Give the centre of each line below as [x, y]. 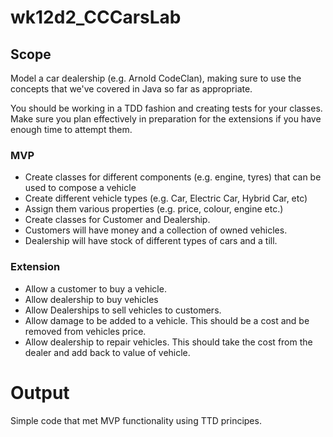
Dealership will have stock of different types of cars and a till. [151, 241]
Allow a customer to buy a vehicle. [95, 288]
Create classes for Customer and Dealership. [117, 220]
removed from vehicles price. [85, 331]
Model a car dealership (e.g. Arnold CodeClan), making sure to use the [156, 78]
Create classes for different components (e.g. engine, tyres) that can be [173, 177]
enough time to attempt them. [71, 129]
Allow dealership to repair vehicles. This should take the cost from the [168, 342]
